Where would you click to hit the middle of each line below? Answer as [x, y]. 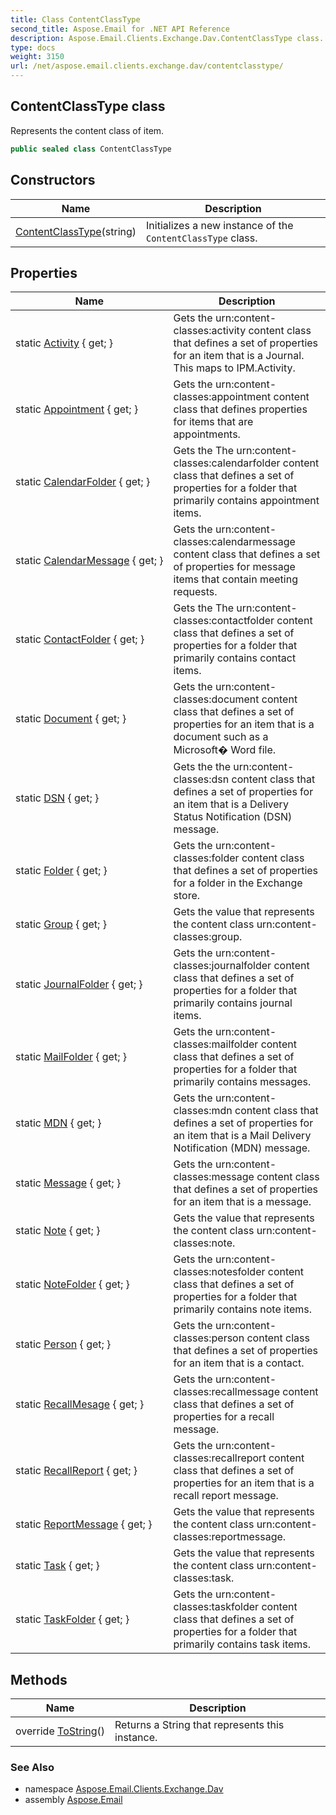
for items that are [213, 422]
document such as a [221, 737]
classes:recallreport [220, 1458]
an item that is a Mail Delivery [242, 1136]
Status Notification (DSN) [233, 817]
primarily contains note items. [243, 1309]
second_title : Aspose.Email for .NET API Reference [120, 29]
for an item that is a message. [242, 1202]
